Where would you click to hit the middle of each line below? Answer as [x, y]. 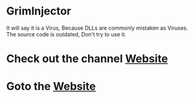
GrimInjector [39, 11]
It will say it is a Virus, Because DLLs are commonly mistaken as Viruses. [97, 28]
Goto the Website [51, 87]
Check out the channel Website [87, 59]
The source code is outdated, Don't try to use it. [66, 34]
